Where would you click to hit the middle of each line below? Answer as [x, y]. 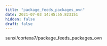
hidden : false [20, 19]
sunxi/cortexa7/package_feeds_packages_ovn [54, 38]
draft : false [19, 24]
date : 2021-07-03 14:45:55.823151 [42, 14]
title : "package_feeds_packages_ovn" [45, 10]
